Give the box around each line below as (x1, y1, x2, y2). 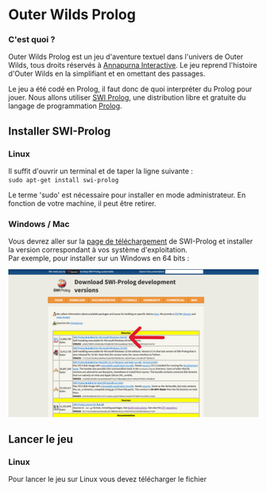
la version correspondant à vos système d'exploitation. (8, 245, 188, 255)
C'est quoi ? (8, 34, 56, 45)
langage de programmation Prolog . (8, 101, 122, 111)
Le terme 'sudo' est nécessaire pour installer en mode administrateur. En (8, 190, 246, 200)
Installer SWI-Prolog (8, 124, 111, 138)
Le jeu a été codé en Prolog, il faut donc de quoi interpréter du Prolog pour (8, 84, 253, 94)
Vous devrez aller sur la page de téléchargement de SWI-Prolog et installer (8, 236, 253, 246)
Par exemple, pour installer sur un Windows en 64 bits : (8, 253, 189, 264)
